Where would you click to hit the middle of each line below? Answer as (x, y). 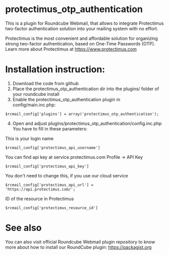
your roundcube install (36, 94)
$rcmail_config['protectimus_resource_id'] (52, 208)
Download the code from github (46, 83)
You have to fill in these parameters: (50, 129)
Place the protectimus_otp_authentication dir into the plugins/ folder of (86, 89)
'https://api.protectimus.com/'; (40, 189)
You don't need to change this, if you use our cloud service (67, 175)
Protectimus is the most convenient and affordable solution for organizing (81, 38)
